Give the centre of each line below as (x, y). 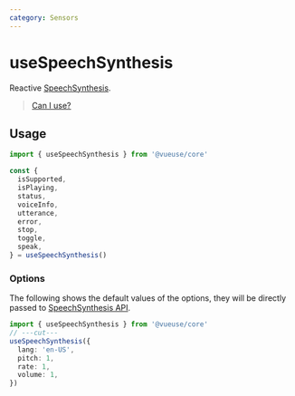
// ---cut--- (34, 333)
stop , (28, 230)
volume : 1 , (38, 375)
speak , (30, 247)
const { (24, 171)
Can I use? (51, 105)
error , (30, 222)
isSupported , (42, 179)
